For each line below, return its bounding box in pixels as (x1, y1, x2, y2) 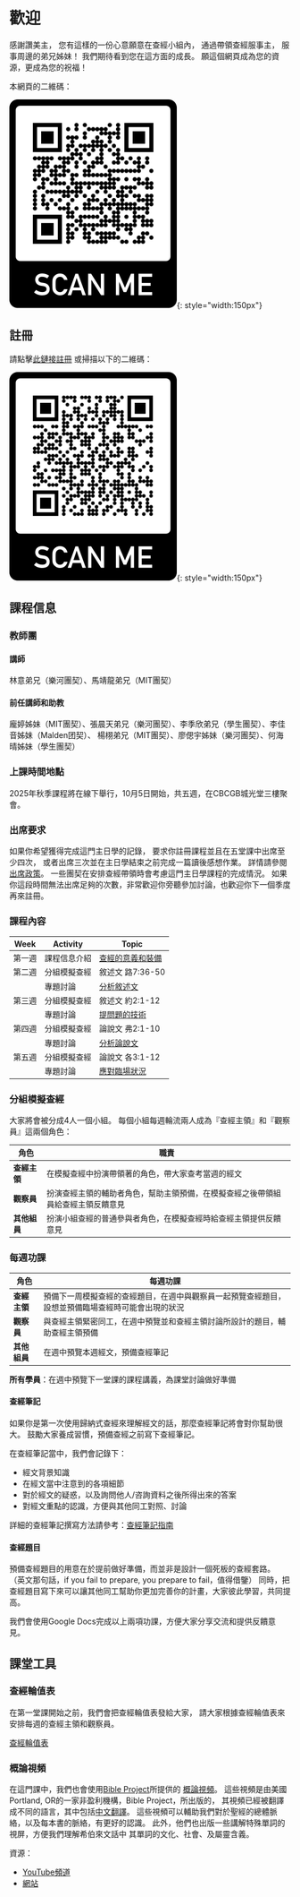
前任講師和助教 (9, 697, 64, 708)
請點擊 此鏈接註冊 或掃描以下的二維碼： (9, 353, 153, 364)
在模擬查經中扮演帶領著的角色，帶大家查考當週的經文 (46, 1168, 243, 1179)
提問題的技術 (99, 1009, 146, 1020)
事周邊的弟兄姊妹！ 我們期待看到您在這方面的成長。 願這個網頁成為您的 (9, 50, 272, 61)
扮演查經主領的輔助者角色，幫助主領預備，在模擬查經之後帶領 (46, 1188, 274, 1198)
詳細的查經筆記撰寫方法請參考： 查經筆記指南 (9, 1519, 174, 1530)
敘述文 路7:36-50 (99, 966, 165, 977)
